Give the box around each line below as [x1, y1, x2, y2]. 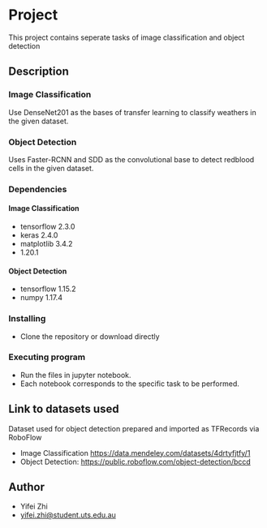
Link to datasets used [8, 402, 119, 416]
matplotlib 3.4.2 [19, 239, 73, 249]
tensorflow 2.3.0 [19, 221, 75, 232]
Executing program [8, 351, 86, 363]
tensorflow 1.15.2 [19, 284, 76, 294]
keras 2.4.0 [19, 230, 58, 240]
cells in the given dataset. [8, 163, 94, 173]
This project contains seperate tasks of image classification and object [8, 32, 245, 42]
